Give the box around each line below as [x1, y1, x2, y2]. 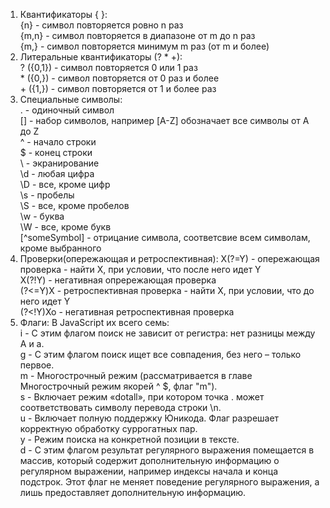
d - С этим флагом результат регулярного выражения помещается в [19, 444, 315, 456]
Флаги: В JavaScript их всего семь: [19, 317, 170, 328]
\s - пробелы [19, 189, 75, 201]
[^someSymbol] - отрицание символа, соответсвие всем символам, [19, 232, 311, 243]
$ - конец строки [19, 147, 93, 158]
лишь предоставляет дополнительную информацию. [19, 487, 247, 498]
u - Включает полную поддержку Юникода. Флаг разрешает [19, 412, 280, 424]
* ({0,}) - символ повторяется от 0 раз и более [19, 72, 220, 84]
